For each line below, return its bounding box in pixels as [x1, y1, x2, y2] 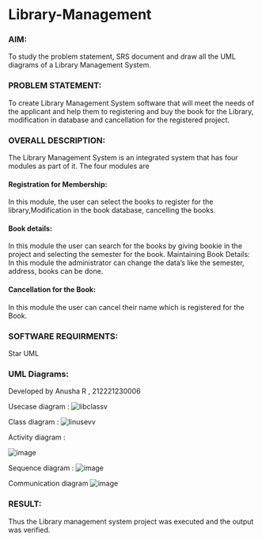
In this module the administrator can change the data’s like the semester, [8, 258, 245, 267]
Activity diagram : [8, 432, 66, 442]
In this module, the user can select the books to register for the [8, 197, 214, 207]
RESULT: [8, 498, 42, 509]
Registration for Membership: [8, 179, 108, 189]
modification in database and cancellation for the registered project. [8, 115, 230, 125]
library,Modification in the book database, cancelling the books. [8, 205, 216, 215]
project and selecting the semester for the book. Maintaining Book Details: [8, 250, 251, 259]
